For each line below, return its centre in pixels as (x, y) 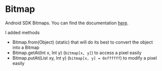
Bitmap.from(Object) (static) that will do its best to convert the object (82, 42)
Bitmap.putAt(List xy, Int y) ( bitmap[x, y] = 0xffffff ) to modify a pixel (84, 58)
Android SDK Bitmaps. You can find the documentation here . (67, 23)
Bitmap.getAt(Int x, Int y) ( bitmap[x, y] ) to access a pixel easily (77, 53)
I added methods (23, 32)
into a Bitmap (26, 47)
